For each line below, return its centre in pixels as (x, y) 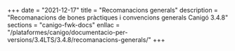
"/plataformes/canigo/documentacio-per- (68, 32)
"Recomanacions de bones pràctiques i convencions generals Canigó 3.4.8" (118, 17)
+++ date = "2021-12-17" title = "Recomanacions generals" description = (113, 10)
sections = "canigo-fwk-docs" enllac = (64, 25)
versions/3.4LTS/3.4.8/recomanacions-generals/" (79, 40)
